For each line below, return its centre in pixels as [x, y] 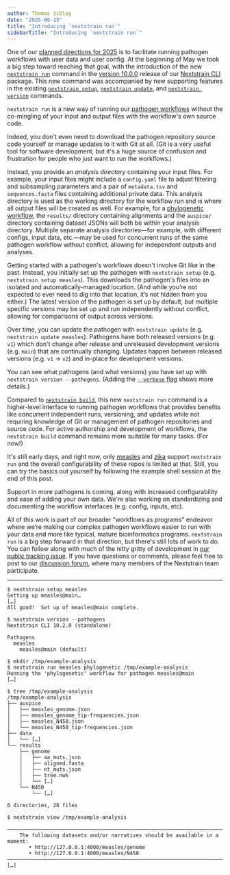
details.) [18, 386]
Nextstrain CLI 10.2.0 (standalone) [59, 626]
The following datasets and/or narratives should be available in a [119, 836]
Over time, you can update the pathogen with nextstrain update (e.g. [105, 330]
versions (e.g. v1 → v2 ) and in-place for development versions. [95, 359]
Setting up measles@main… [44, 596]
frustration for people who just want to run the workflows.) [90, 159]
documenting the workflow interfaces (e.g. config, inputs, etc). [95, 506]
